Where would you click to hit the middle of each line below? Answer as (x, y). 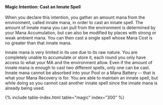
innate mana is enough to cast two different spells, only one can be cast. (78, 68)
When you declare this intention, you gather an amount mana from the (75, 17)
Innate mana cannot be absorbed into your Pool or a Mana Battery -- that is (80, 73)
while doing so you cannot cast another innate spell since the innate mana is (81, 83)
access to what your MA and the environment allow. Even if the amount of (79, 63)
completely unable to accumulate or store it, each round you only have (75, 57)
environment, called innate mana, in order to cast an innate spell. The (74, 23)
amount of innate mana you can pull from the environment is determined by (81, 28)
